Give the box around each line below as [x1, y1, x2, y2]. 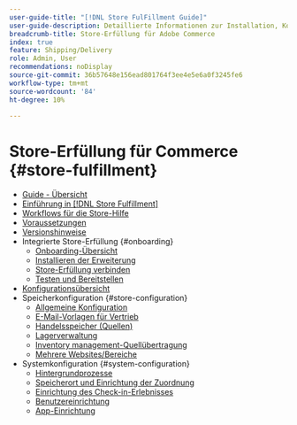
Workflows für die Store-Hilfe [21, 208, 130, 219]
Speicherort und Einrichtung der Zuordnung [34, 377, 194, 388]
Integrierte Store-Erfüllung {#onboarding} [21, 236, 174, 247]
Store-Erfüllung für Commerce [9, 141, 239, 161]
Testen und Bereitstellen [34, 274, 124, 284]
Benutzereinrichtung [34, 396, 110, 407]
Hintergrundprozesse [34, 368, 113, 379]
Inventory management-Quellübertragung [34, 340, 187, 351]
